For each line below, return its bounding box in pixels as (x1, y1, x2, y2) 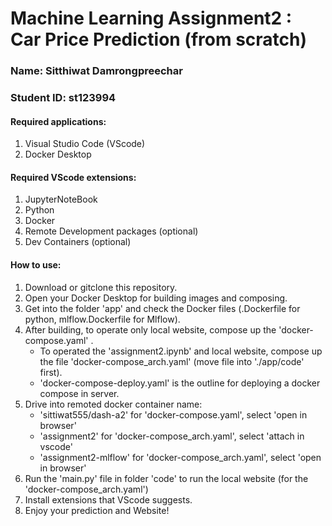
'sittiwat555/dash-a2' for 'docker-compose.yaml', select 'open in (39, 408, 308, 421)
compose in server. (39, 387, 120, 399)
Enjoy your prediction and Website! (24, 504, 170, 516)
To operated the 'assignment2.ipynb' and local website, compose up (39, 345, 323, 357)
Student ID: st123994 (10, 91, 117, 105)
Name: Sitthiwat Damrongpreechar (10, 64, 183, 78)
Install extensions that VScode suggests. (24, 493, 193, 506)
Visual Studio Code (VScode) (24, 138, 146, 150)
